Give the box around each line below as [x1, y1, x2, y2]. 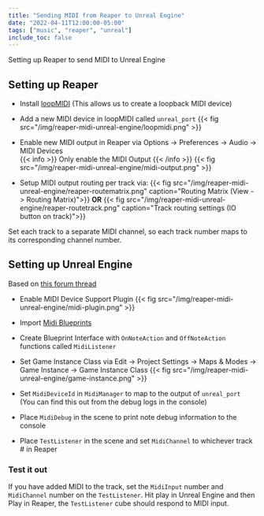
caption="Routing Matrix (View [148, 187, 249, 196]
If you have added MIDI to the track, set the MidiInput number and [8, 482, 224, 492]
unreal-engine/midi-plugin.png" [19, 303, 123, 312]
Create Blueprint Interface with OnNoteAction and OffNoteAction [19, 332, 226, 343]
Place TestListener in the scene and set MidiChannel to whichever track [19, 436, 254, 445]
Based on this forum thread [8, 279, 97, 288]
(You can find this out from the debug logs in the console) [19, 397, 207, 406]
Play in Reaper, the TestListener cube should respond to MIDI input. [8, 499, 229, 508]
